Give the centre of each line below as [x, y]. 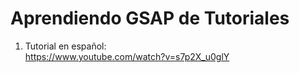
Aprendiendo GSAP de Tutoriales [150, 18]
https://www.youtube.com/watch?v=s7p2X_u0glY [127, 56]
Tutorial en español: [65, 46]
